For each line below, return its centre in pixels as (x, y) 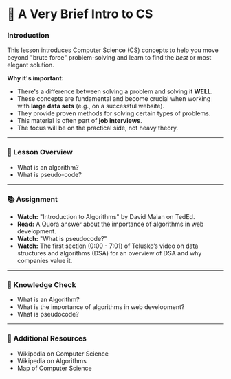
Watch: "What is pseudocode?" (62, 239)
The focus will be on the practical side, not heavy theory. (98, 128)
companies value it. (45, 261)
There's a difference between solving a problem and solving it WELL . (115, 91)
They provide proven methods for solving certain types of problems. (114, 113)
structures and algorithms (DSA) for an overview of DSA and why (109, 253)
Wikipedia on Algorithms (52, 360)
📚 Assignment (33, 199)
